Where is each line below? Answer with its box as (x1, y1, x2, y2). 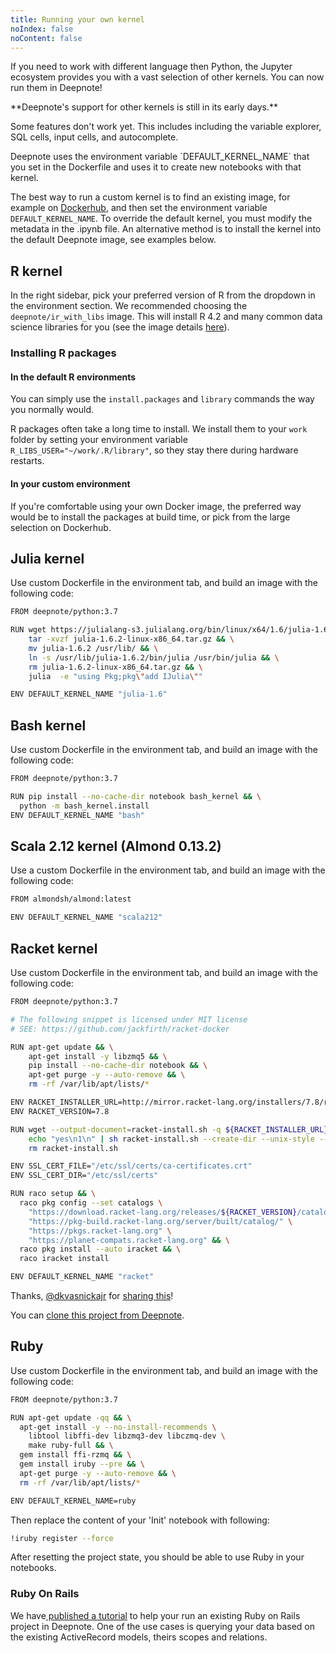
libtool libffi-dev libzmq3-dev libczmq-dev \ (28, 1431, 226, 1441)
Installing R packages (10, 346, 117, 360)
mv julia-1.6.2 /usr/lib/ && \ (28, 643, 159, 653)
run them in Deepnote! (10, 82, 103, 94)
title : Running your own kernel (10, 14, 145, 25)
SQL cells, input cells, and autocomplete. (10, 131, 179, 143)
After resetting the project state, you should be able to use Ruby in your (10, 1551, 305, 1563)
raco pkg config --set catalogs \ (19, 1198, 163, 1208)
